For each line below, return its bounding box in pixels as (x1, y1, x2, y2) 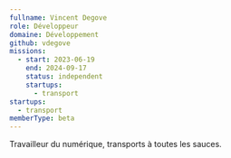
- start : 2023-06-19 (17, 55, 95, 64)
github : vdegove (9, 38, 71, 48)
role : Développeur (9, 22, 79, 31)
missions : (9, 47, 47, 56)
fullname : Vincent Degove (9, 13, 107, 23)
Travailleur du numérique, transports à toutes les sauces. (9, 139, 222, 150)
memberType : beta (9, 114, 75, 123)
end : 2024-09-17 (25, 64, 88, 73)
